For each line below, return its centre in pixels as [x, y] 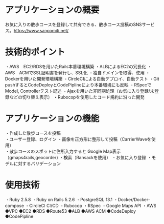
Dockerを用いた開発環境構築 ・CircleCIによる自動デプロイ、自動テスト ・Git [82, 79]
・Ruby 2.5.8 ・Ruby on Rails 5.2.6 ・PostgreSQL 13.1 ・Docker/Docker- [78, 199]
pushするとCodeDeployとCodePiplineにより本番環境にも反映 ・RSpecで [78, 85]
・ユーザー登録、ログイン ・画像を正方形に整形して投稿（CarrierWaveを [78, 139]
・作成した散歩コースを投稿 [33, 133]
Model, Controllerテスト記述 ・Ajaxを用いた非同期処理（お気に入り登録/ [78, 91]
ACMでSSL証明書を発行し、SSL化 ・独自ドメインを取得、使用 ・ [84, 72]
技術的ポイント [35, 52]
